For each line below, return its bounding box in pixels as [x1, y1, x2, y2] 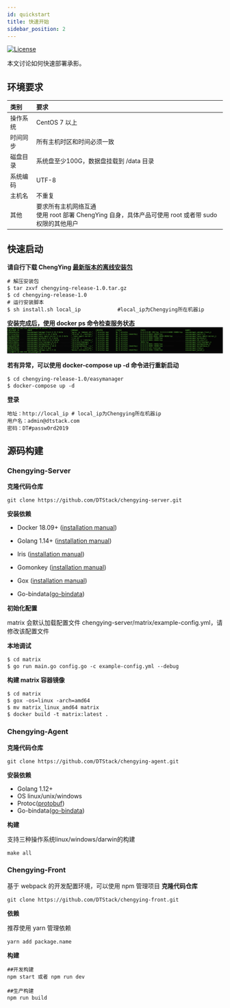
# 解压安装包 [7, 278, 39, 284]
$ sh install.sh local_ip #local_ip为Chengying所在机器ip [7, 306, 205, 313]
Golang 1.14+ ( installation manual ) [16, 537, 112, 545]
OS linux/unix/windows [16, 791, 82, 800]
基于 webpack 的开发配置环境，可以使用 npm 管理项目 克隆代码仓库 [7, 881, 198, 890]
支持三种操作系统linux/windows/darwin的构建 [7, 835, 136, 843]
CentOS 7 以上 [36, 118, 77, 126]
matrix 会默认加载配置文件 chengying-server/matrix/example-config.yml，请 [7, 619, 223, 627]
